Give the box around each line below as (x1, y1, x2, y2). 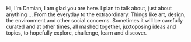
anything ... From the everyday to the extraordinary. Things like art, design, (6, 11, 186, 18)
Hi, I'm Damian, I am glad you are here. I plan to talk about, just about (6, 5, 172, 12)
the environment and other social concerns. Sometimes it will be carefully (6, 17, 183, 24)
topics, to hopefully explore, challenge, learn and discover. (6, 29, 147, 36)
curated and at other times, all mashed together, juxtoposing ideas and (6, 23, 176, 30)
